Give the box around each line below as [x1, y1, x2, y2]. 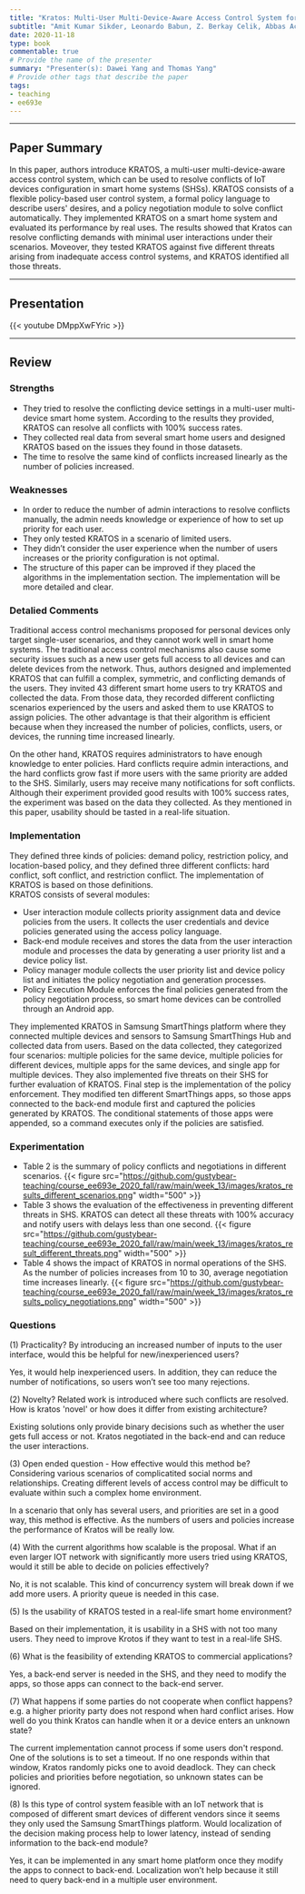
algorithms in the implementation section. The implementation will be [22, 571, 280, 582]
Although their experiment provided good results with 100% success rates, [9, 788, 290, 799]
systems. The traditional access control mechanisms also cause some [9, 644, 271, 655]
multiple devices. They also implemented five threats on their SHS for [9, 1069, 270, 1080]
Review [9, 355, 53, 370]
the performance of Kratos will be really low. [9, 1525, 175, 1536]
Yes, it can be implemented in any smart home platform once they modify [9, 1855, 284, 1866]
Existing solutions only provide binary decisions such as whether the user [9, 1421, 285, 1433]
